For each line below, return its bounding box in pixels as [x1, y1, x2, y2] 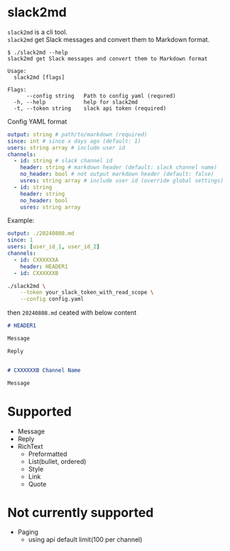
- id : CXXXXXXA [13, 256, 59, 263]
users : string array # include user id [7, 144, 126, 151]
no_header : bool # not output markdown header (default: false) [20, 171, 214, 178]
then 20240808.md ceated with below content [7, 308, 137, 317]
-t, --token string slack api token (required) [13, 104, 167, 112]
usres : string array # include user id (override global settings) [20, 177, 224, 184]
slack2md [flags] [13, 74, 65, 81]
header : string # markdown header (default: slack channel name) [20, 164, 218, 171]
